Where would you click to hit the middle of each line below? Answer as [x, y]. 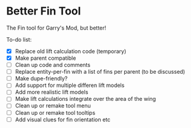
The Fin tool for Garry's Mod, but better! [56, 28]
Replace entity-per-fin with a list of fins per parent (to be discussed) [100, 72]
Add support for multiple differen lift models [70, 85]
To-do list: [19, 39]
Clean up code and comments [53, 65]
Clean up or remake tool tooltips [55, 112]
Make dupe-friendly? [41, 78]
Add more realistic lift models [52, 92]
